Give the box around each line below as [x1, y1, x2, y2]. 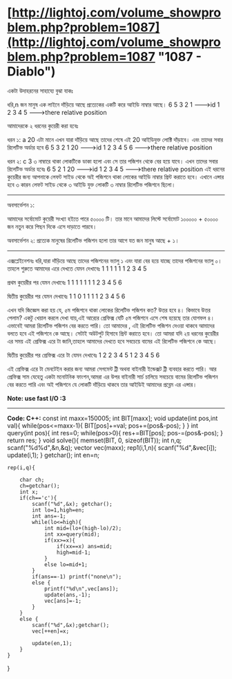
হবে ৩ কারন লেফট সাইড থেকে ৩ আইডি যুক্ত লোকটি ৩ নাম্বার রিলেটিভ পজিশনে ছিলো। [7, 180, 176, 188]
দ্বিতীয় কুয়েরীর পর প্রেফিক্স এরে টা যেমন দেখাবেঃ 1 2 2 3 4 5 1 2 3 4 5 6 [7, 351, 160, 359]
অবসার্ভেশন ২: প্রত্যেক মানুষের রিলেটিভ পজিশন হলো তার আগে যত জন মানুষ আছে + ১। [7, 236, 180, 244]
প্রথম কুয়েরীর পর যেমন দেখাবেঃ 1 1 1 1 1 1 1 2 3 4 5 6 [7, 278, 122, 287]
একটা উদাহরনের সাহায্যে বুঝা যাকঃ [7, 87, 74, 95]
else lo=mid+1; [43, 561, 88, 568]
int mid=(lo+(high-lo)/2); [43, 525, 122, 532]
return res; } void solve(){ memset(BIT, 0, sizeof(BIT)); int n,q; [7, 436, 182, 444]
